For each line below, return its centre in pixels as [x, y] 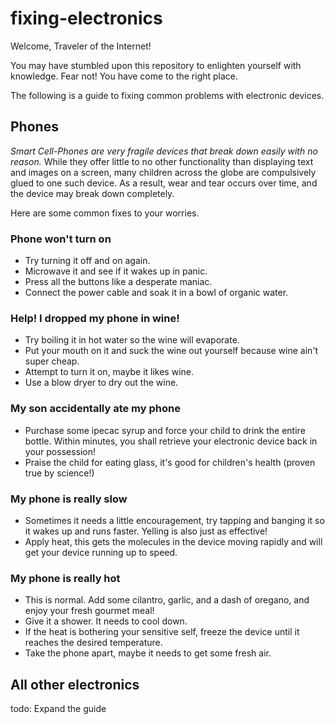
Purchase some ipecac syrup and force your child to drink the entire [165, 430]
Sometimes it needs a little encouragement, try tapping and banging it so [174, 520]
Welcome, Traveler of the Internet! [81, 46]
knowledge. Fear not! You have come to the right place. [124, 76]
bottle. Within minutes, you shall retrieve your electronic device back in [171, 441]
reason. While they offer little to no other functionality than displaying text [162, 161]
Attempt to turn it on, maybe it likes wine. [109, 372]
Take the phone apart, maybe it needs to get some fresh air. [148, 653]
